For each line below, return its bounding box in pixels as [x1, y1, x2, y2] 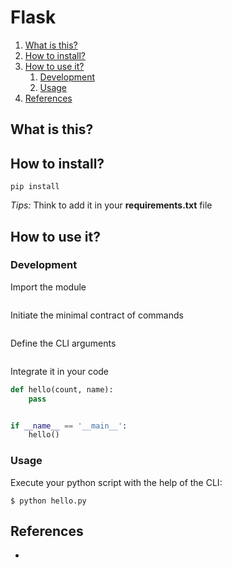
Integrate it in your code [10, 365, 110, 377]
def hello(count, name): [10, 384, 114, 395]
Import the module [10, 281, 87, 293]
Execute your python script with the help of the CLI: [10, 476, 223, 488]
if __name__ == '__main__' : [10, 421, 128, 431]
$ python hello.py [10, 496, 87, 506]
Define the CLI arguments [10, 337, 117, 349]
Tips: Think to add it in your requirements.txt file [10, 199, 213, 211]
